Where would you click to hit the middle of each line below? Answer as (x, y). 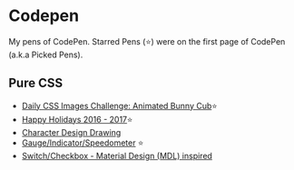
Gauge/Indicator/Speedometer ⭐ (83, 143)
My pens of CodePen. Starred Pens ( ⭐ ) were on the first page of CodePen (147, 41)
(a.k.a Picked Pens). (46, 55)
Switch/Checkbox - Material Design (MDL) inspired (117, 155)
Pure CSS (36, 83)
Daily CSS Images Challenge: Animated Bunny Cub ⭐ (119, 105)
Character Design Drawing (71, 132)
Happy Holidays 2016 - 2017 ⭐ (77, 119)
